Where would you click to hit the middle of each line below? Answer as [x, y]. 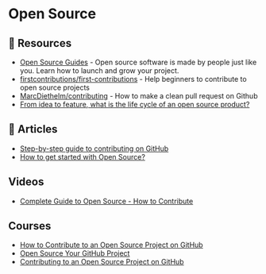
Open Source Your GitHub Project [75, 253]
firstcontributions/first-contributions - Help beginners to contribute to [133, 79]
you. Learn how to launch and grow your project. [99, 71]
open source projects [54, 87]
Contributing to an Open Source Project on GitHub [102, 262]
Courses [30, 226]
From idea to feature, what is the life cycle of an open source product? [135, 104]
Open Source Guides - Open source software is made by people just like [138, 62]
